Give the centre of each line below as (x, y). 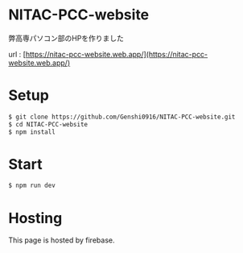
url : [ (17, 54)
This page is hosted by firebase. (62, 240)
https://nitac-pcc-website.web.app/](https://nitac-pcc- (117, 54)
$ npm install (32, 132)
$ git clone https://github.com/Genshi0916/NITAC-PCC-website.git (122, 117)
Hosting (35, 218)
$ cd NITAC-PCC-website (48, 124)
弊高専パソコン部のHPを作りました (66, 38)
